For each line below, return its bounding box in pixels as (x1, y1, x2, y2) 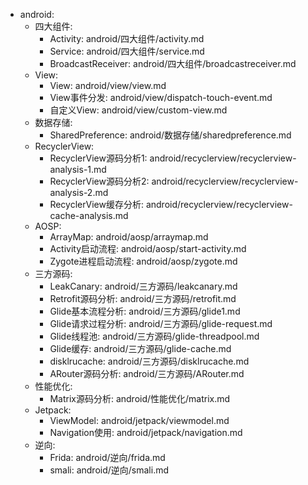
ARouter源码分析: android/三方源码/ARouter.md (49, 368, 245, 379)
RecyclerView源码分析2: (49, 175, 150, 187)
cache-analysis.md (49, 210, 129, 221)
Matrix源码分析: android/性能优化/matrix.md (49, 393, 231, 404)
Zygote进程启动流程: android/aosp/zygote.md (49, 255, 238, 267)
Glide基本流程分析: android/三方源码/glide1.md (49, 305, 241, 317)
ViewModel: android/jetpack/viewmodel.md (49, 415, 230, 426)
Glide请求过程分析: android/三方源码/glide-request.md (49, 318, 273, 329)
